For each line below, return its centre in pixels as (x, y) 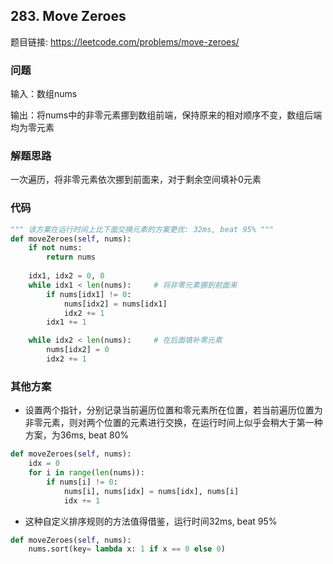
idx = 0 (44, 464)
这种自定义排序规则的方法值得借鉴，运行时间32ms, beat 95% (151, 521)
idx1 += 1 (66, 322)
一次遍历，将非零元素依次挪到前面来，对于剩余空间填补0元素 (136, 180)
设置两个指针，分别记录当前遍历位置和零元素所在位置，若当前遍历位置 (169, 410)
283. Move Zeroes (68, 16)
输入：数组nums (44, 94)
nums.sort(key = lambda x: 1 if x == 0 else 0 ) (127, 549)
